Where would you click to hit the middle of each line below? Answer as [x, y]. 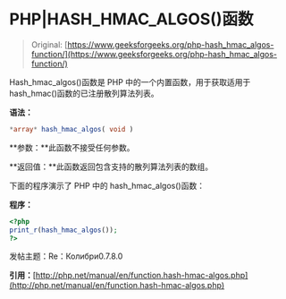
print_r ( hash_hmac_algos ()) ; [63, 230]
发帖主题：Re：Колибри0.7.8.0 [66, 256]
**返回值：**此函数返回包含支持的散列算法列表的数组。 [111, 167]
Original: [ [49, 44]
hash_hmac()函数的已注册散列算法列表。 [84, 93]
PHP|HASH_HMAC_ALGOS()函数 [131, 19]
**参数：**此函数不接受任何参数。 [72, 147]
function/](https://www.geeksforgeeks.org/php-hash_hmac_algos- [154, 54]
